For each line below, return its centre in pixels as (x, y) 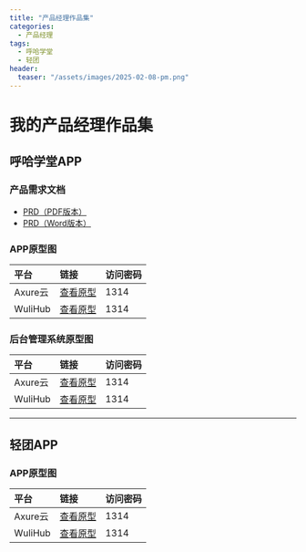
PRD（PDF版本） (55, 212)
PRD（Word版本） (56, 223)
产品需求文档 (38, 190)
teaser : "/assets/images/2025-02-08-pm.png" (103, 78)
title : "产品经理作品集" (51, 18)
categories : (32, 26)
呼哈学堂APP (46, 162)
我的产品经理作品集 (82, 125)
